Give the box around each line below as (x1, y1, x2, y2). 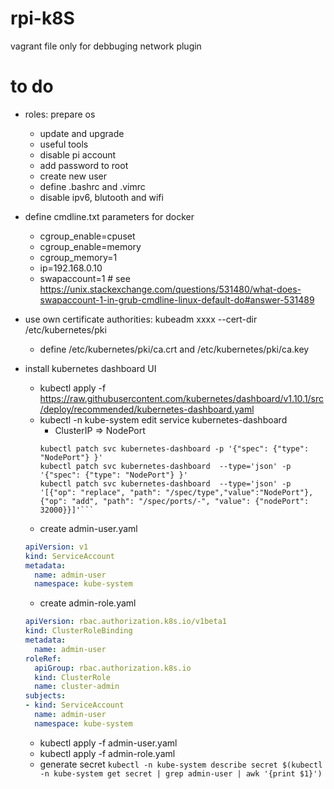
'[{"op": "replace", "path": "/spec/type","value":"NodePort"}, (39, 487, 314, 497)
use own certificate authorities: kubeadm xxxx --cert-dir (24, 313, 258, 325)
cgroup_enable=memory (39, 240, 142, 252)
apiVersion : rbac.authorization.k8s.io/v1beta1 (24, 617, 227, 627)
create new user (39, 170, 108, 182)
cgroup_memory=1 (39, 251, 118, 263)
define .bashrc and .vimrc (39, 180, 146, 192)
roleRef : (24, 653, 62, 664)
